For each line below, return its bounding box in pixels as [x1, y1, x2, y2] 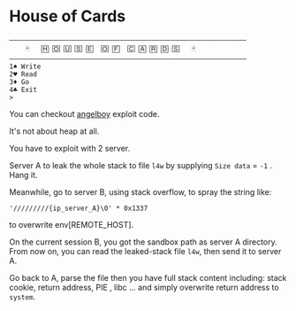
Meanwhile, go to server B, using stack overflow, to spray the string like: [9, 186, 272, 197]
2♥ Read [9, 69, 38, 79]
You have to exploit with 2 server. [9, 143, 131, 153]
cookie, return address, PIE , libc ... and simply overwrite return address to [9, 282, 280, 292]
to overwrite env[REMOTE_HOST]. [9, 219, 134, 229]
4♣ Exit [9, 85, 38, 94]
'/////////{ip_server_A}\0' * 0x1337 [9, 204, 148, 213]
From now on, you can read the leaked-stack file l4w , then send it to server [9, 245, 282, 256]
